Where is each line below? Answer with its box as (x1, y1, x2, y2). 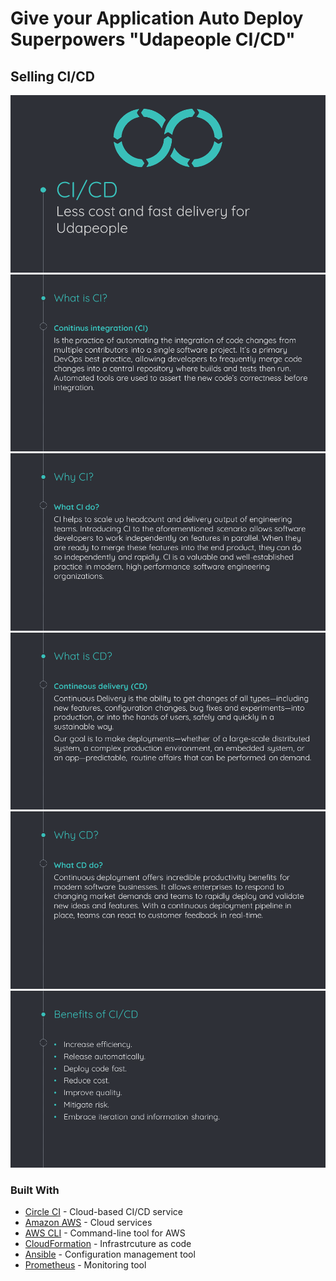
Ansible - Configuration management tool (24, 1248, 196, 1261)
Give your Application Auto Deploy (10, 7, 304, 30)
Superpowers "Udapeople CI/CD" (10, 28, 296, 51)
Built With (10, 1183, 60, 1197)
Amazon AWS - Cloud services (24, 1217, 153, 1229)
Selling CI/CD (10, 68, 95, 85)
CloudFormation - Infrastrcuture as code (24, 1238, 192, 1250)
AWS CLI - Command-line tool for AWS (24, 1227, 186, 1239)
